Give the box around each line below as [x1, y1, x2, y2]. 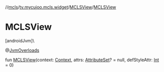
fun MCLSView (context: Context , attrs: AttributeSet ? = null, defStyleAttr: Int [5, 57, 159, 63]
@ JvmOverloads [5, 47, 40, 53]
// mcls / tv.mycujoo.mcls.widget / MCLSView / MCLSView [5, 4, 116, 10]
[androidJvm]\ [5, 37, 35, 43]
